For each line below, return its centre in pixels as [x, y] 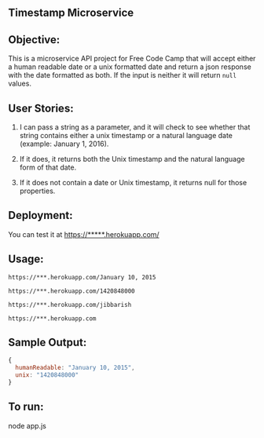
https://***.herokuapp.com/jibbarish [70, 305]
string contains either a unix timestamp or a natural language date [126, 136]
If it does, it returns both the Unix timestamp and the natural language [132, 159]
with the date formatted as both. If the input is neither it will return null [123, 75]
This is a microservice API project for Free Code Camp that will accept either [132, 59]
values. [20, 84]
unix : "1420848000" [47, 375]
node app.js [27, 425]
